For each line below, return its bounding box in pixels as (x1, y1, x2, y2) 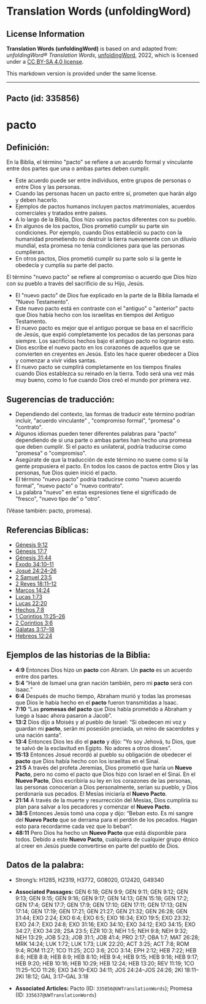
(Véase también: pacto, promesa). (6, 507, 93, 514)
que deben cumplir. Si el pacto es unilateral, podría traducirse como (15, 443, 187, 451)
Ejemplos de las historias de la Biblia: (6, 650, 151, 660)
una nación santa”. (15, 731, 63, 739)
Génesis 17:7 (15, 547, 48, 555)
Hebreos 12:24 (15, 633, 53, 640)
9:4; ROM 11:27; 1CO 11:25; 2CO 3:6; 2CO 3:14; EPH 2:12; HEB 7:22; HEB (15, 946, 197, 954)
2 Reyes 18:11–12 (15, 580, 57, 588)
